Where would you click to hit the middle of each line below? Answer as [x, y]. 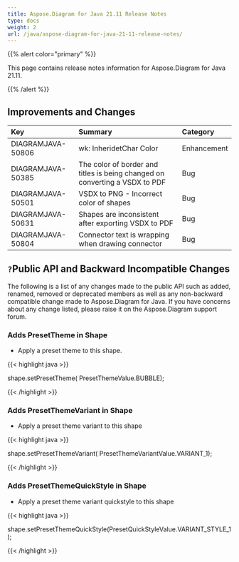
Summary [95, 132]
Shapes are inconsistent [119, 215]
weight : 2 [22, 27]
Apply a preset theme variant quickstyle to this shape [96, 501]
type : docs [23, 21]
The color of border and [118, 165]
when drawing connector [120, 244]
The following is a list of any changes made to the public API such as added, [119, 286]
